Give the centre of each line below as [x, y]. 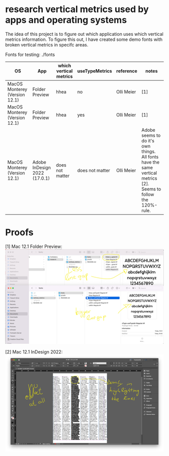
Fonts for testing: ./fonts [30, 55]
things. [149, 151]
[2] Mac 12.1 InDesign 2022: [34, 351]
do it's [148, 141]
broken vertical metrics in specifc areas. [47, 44]
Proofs [19, 232]
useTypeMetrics [95, 71]
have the [151, 162]
